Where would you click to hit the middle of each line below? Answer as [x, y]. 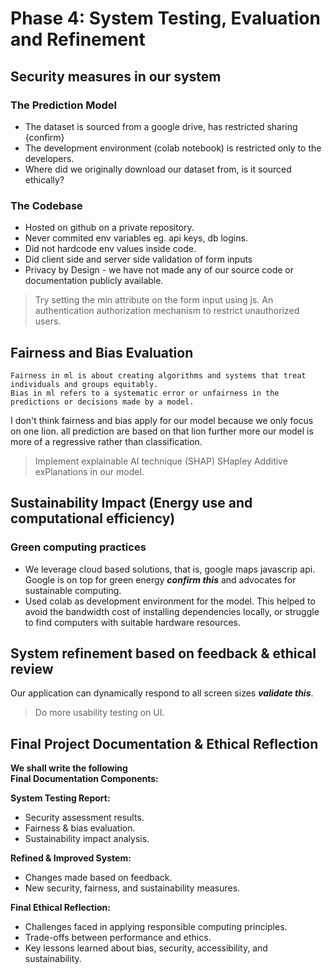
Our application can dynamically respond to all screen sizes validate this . [162, 693]
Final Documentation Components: [84, 779]
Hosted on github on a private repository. [109, 228]
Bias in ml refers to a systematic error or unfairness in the [145, 393]
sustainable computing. [73, 590]
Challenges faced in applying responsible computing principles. [156, 927]
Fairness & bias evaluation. [80, 828]
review [32, 669]
